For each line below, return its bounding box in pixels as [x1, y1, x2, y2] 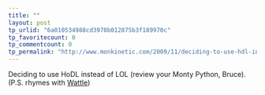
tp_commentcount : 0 [8, 41, 73, 49]
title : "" [8, 11, 41, 20]
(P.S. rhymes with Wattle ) [8, 78, 91, 87]
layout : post [8, 19, 51, 27]
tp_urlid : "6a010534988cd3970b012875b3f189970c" [8, 26, 171, 34]
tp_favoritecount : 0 [8, 33, 77, 42]
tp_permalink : [8, 48, 55, 56]
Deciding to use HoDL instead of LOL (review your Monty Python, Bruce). [8, 70, 246, 79]
